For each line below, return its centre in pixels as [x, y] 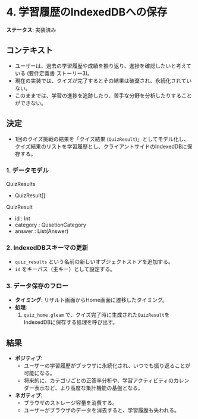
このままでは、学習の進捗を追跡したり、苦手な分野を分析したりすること [103, 95]
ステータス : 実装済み [31, 30]
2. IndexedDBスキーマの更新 [47, 247]
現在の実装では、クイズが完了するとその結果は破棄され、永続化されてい [103, 80]
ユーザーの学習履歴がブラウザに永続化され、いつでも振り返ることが [107, 366]
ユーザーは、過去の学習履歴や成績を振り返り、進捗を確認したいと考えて [103, 65]
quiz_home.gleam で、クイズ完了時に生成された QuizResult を [97, 315]
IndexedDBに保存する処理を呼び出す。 [70, 322]
